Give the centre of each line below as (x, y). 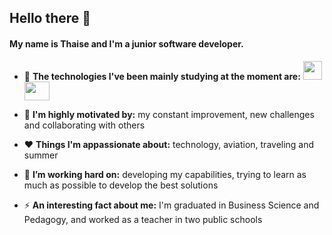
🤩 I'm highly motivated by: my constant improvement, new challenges (169, 114)
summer (41, 155)
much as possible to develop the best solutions (121, 185)
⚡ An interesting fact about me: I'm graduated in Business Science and (171, 205)
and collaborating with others (84, 125)
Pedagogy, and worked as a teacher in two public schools (143, 219)
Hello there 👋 (50, 18)
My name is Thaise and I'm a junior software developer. (126, 43)
